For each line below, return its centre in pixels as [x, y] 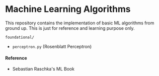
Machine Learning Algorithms [68, 9]
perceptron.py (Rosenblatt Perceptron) [52, 46]
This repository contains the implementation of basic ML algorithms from [80, 23]
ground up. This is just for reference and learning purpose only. [70, 28]
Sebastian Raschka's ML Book [43, 69]
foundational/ [20, 37]
